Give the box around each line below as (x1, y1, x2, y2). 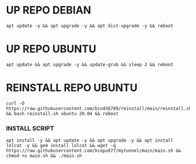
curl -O (6, 100, 25, 106)
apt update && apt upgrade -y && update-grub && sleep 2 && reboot (6, 61, 174, 67)
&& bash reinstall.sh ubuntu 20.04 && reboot (6, 111, 118, 117)
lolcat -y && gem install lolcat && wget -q (6, 143, 116, 149)
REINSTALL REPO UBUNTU (6, 81, 138, 94)
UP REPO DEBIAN (6, 4, 92, 17)
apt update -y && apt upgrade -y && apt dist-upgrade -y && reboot (6, 23, 174, 29)
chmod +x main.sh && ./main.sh (6, 153, 82, 159)
